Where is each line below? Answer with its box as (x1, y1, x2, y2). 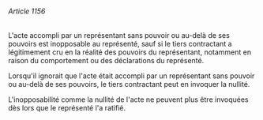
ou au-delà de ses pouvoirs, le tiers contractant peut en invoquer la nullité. (8, 80, 250, 89)
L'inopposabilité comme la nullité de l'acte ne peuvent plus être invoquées (8, 95, 249, 104)
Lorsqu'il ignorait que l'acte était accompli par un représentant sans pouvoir (8, 71, 255, 81)
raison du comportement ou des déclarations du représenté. (8, 56, 205, 66)
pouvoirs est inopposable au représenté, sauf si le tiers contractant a (8, 39, 232, 49)
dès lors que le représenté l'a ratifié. (8, 103, 126, 113)
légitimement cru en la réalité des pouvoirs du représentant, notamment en (8, 47, 251, 57)
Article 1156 (8, 6, 46, 16)
